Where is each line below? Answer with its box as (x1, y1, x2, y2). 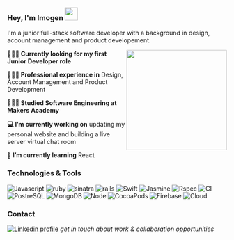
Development (7, 86, 46, 94)
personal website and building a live (7, 130, 110, 138)
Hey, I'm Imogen (7, 13, 64, 22)
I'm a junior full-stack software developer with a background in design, (7, 29, 210, 38)
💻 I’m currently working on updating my (7, 120, 125, 129)
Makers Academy (7, 106, 59, 115)
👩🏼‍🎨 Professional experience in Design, (7, 70, 123, 79)
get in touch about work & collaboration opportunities (60, 225, 214, 233)
